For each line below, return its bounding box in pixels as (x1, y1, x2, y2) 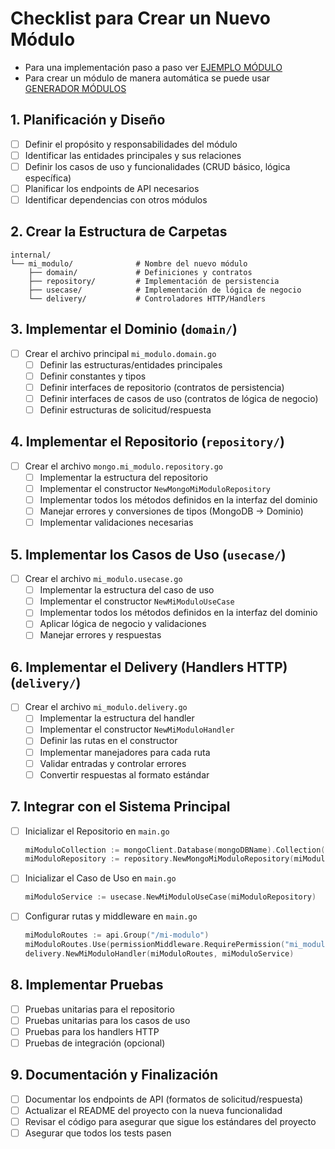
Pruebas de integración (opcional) (24, 1037, 166, 1049)
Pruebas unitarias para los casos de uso (24, 1014, 191, 1026)
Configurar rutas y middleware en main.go (24, 910, 198, 922)
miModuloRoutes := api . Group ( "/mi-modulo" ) (24, 930, 210, 941)
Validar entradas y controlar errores (39, 757, 187, 769)
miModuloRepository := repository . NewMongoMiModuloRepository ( (24, 854, 295, 864)
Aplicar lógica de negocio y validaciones (39, 618, 207, 630)
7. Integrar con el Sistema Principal (10, 798, 231, 816)
